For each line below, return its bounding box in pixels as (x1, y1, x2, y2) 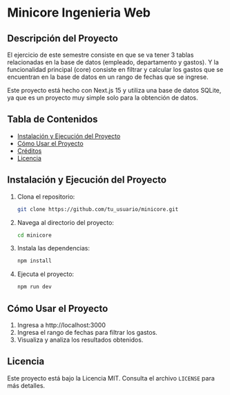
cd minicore (17, 232, 52, 239)
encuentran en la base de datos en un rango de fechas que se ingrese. (7, 73, 209, 81)
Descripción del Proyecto (7, 33, 119, 44)
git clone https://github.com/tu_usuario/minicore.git (17, 205, 179, 212)
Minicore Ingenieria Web (7, 5, 151, 21)
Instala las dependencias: (17, 244, 90, 252)
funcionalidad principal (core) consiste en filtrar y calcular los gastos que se (7, 66, 224, 73)
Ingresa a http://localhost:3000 (17, 320, 106, 329)
